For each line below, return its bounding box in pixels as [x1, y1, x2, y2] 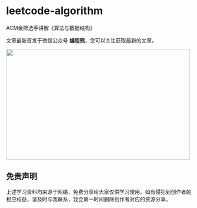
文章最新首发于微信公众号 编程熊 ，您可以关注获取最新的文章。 [6, 37, 157, 44]
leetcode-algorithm [6, 4, 103, 18]
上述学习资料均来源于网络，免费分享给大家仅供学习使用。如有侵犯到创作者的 [6, 188, 192, 195]
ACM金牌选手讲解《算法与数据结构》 [6, 24, 96, 31]
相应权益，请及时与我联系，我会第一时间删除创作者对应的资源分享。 [6, 196, 171, 203]
